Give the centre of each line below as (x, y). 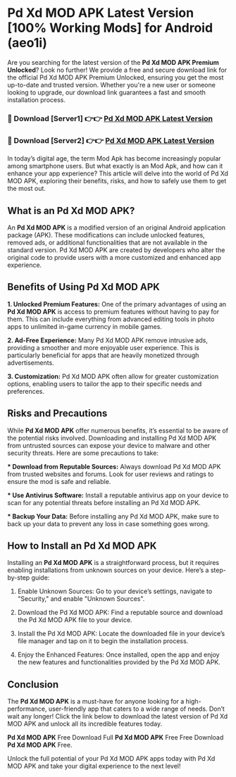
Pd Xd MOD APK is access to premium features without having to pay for (113, 311)
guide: (41, 578)
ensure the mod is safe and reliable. (59, 481)
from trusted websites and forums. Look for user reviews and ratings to (111, 474)
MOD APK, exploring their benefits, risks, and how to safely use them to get (117, 181)
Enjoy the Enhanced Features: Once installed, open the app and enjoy (118, 655)
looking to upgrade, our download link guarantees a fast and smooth (107, 92)
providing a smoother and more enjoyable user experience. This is (103, 347)
